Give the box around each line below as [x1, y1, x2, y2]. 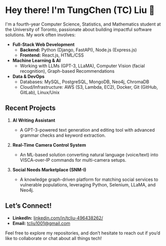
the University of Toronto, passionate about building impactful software [5, 26, 152, 32]
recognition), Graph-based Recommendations [19, 68, 115, 74]
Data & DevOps [12, 73, 45, 79]
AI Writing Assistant [12, 117, 55, 123]
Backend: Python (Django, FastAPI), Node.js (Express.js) [19, 47, 137, 53]
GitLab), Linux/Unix [19, 89, 60, 95]
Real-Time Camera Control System [12, 142, 86, 148]
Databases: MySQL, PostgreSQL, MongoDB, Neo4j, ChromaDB [19, 79, 149, 85]
